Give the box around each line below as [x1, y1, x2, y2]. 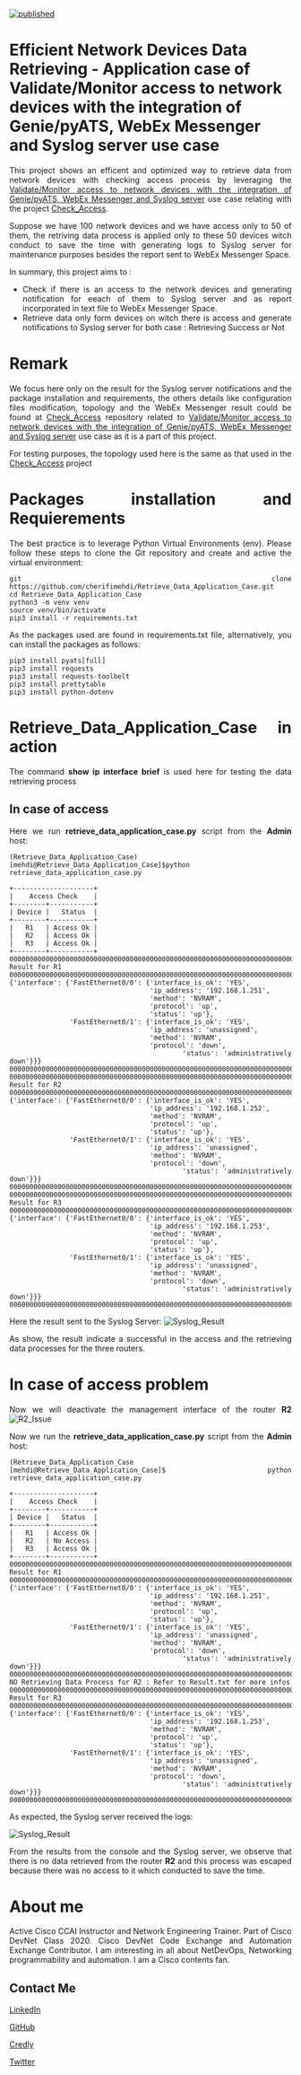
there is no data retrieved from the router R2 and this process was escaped [9, 1855, 292, 1866]
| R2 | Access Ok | [9, 931, 99, 940]
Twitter [9, 2056, 36, 2068]
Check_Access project [9, 458, 92, 468]
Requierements [9, 508, 125, 529]
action [9, 737, 58, 757]
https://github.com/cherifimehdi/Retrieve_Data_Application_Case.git [9, 582, 275, 591]
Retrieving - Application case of [9, 59, 251, 80]
